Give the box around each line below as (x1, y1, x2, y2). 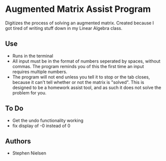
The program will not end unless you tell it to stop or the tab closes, (12, 74, 150, 80)
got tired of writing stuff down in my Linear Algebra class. (5, 25, 123, 31)
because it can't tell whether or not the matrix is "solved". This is (12, 79, 145, 85)
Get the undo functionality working (12, 117, 84, 123)
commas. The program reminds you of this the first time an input (12, 63, 144, 69)
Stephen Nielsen (12, 150, 46, 156)
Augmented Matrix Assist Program (5, 3, 151, 15)
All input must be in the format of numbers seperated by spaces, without (12, 58, 161, 64)
